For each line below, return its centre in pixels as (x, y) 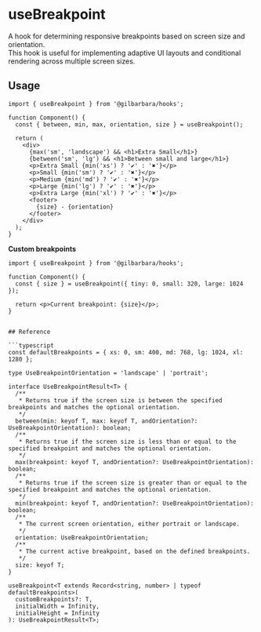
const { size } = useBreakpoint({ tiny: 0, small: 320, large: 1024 (129, 284)
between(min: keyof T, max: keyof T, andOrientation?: (107, 421)
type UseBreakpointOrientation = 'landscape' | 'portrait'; (109, 373)
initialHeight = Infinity (58, 613)
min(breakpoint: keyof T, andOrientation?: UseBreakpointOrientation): (135, 503)
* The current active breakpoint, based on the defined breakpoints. (134, 551)
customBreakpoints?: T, (54, 599)
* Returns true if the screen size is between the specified (120, 400)
